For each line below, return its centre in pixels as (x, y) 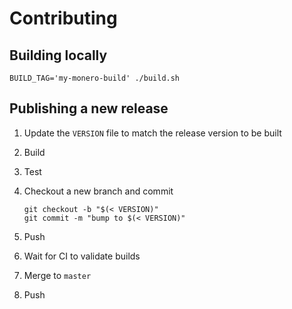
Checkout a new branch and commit (98, 191)
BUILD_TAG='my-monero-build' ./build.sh (95, 78)
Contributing (63, 18)
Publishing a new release (89, 108)
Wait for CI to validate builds (82, 256)
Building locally (58, 55)
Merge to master (57, 275)
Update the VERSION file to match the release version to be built (152, 133)
